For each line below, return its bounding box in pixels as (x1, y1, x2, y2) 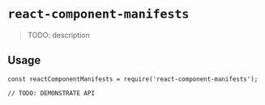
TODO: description (27, 30, 91, 40)
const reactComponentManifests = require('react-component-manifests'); (7, 75, 259, 83)
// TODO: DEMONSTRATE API (7, 89, 95, 97)
